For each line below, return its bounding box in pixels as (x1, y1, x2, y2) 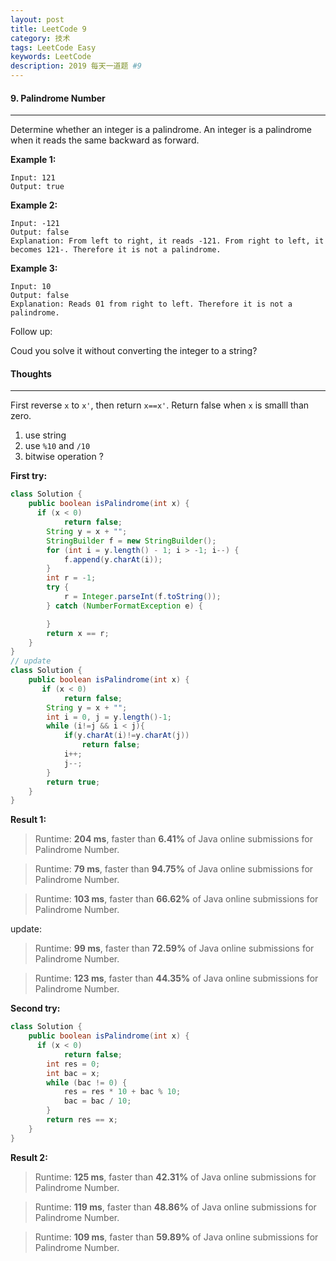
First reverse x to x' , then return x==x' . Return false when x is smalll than (10, 399, 310, 411)
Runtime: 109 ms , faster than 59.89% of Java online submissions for (34, 1231, 319, 1243)
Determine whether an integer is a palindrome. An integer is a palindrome (10, 124, 313, 136)
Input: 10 (10, 282, 52, 292)
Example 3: (10, 262, 58, 275)
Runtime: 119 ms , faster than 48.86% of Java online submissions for (34, 1201, 317, 1213)
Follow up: (10, 326, 53, 338)
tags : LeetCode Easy (10, 42, 97, 53)
